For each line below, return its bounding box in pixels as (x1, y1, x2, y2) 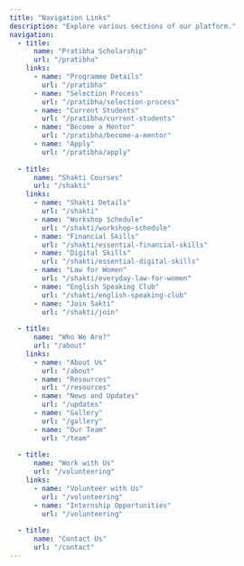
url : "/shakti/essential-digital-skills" (42, 257, 201, 267)
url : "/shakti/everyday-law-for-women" (42, 274, 192, 283)
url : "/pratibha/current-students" (42, 114, 176, 123)
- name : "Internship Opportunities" (33, 501, 172, 510)
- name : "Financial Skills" (33, 231, 140, 241)
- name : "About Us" (33, 358, 107, 367)
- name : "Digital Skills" (33, 249, 131, 258)
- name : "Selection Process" (33, 89, 144, 98)
